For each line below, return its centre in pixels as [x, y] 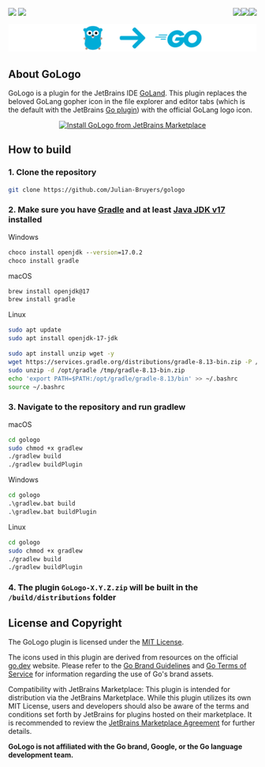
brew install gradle [42, 300]
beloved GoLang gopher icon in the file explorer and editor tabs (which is [127, 101]
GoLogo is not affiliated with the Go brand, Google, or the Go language [125, 746]
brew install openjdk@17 [49, 291]
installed [25, 219]
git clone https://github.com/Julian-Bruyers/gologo [97, 189]
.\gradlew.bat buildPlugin [52, 512]
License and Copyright [65, 623]
